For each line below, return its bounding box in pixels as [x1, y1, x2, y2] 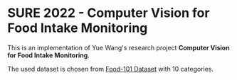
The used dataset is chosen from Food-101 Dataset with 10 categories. [7, 64, 214, 73]
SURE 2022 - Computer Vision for [7, 5, 210, 21]
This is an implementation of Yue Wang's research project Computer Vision [7, 43, 230, 52]
